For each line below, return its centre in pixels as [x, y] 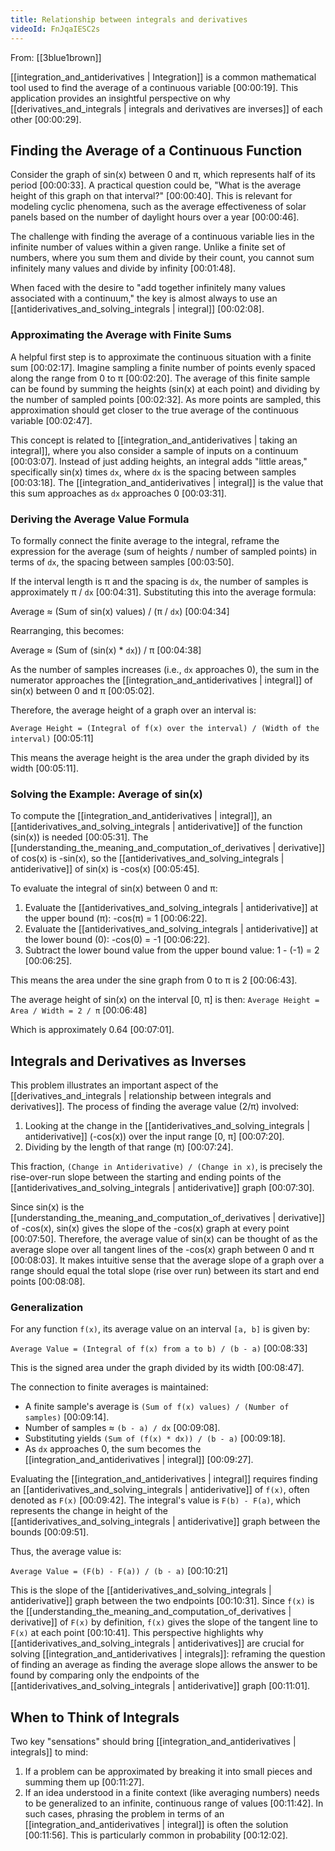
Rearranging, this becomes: [67, 630]
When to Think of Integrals [95, 1717]
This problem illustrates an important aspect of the [114, 1085]
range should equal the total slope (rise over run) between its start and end [165, 1271]
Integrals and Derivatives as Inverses [128, 1061]
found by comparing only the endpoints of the [105, 1675]
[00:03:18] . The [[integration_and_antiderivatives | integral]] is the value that [167, 482]
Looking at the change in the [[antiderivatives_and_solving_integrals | [167, 1126]
